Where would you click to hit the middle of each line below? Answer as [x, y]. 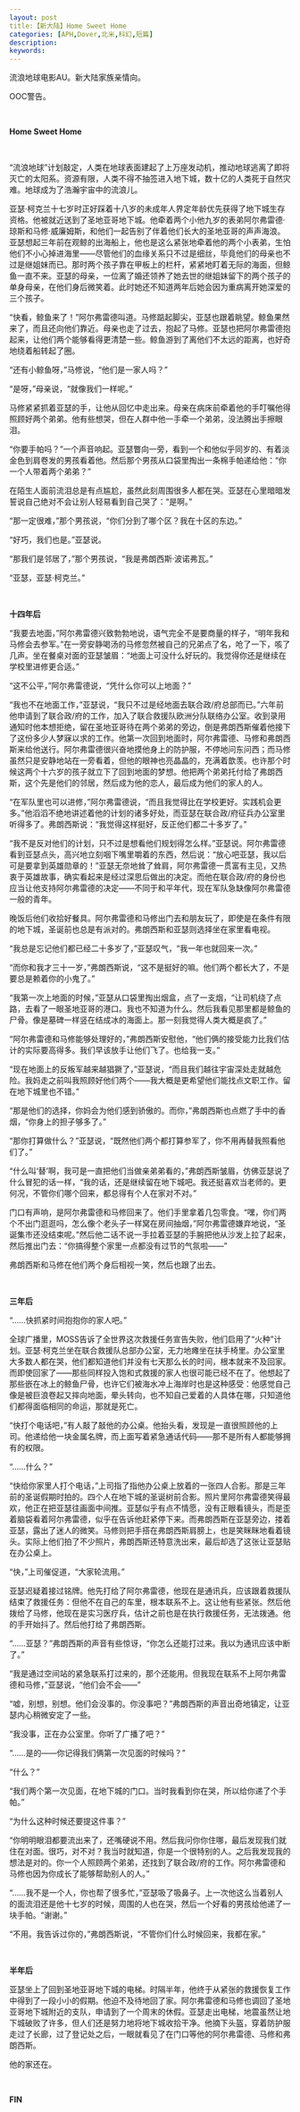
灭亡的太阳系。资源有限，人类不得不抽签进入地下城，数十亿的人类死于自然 [146, 179]
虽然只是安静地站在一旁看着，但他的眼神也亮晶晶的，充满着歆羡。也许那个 [146, 760]
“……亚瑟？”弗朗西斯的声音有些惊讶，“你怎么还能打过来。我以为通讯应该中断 [150, 1643]
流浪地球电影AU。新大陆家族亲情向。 [77, 78]
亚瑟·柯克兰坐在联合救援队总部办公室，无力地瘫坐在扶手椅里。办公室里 [155, 1351]
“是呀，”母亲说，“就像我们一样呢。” [71, 389]
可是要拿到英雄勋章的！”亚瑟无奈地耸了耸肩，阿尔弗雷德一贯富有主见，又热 [148, 866]
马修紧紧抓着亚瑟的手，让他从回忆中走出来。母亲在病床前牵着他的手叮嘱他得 [150, 408]
